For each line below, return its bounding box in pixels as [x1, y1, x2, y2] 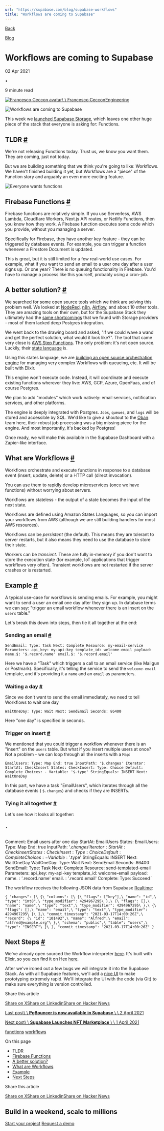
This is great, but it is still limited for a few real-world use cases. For [5, 256, 142, 262]
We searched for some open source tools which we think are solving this [5, 299, 152, 305]
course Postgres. [5, 385, 40, 391]
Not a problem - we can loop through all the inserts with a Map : [5, 752, 131, 757]
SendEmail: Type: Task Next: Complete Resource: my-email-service [5, 643, 143, 648]
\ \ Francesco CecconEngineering [62, 97, 130, 103]
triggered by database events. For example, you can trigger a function [5, 241, 146, 247]
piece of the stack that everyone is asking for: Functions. [5, 121, 120, 127]
